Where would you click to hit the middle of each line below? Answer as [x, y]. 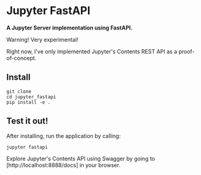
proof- [186, 51]
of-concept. [22, 58]
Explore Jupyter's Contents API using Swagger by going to [81, 158]
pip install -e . [29, 102]
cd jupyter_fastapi [31, 97]
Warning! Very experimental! [42, 39]
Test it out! [27, 121]
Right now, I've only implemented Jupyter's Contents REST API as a [92, 51]
